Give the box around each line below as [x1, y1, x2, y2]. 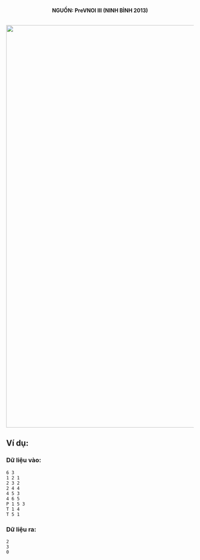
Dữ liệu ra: [6, 525, 37, 533]
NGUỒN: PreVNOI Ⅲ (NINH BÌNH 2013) [52, 7, 148, 14]
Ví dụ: [6, 438, 29, 448]
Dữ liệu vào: [6, 456, 42, 465]
